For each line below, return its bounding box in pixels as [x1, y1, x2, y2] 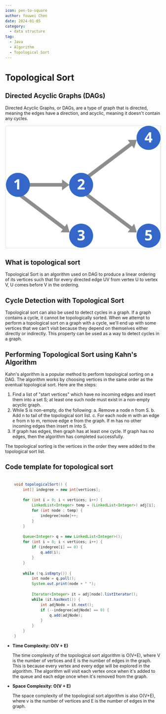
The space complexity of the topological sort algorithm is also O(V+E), [12, 693, 156, 699]
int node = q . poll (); [31, 576, 77, 581]
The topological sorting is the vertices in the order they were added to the [5, 443, 156, 449]
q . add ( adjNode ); [49, 613, 83, 618]
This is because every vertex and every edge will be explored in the [12, 663, 150, 669]
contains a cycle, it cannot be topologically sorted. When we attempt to [5, 315, 150, 321]
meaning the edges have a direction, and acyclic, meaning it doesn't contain [5, 110, 161, 116]
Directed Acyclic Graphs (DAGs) [5, 92, 106, 100]
